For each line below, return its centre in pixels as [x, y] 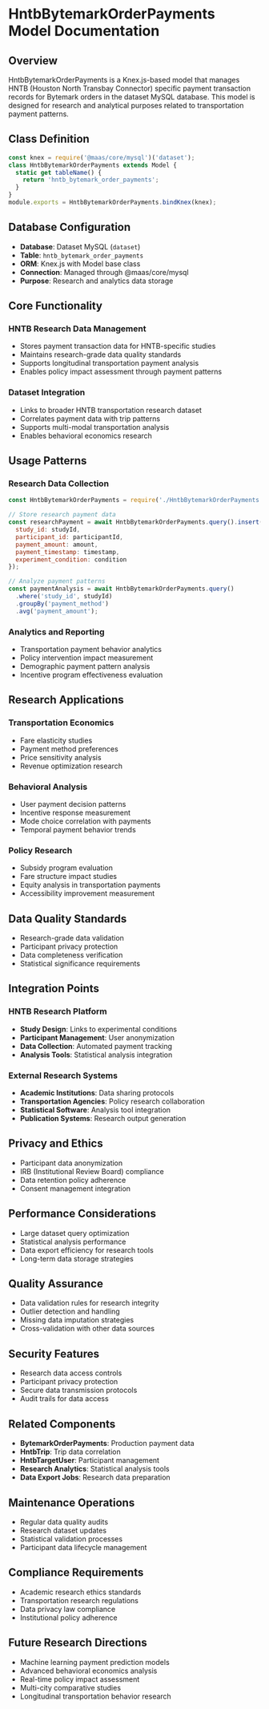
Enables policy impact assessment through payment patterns [121, 372]
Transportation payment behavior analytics [91, 649]
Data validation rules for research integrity [89, 1303]
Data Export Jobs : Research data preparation [95, 1477]
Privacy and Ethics [56, 1144]
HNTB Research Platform [58, 1011]
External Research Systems [63, 1075]
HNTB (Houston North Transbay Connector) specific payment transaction [129, 88]
